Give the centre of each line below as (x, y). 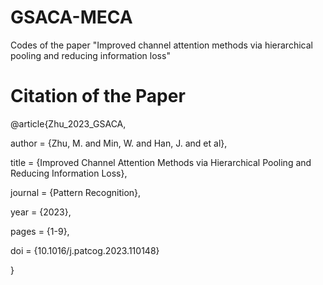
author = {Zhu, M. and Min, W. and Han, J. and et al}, (119, 143)
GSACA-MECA (71, 17)
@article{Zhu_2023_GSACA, (68, 123)
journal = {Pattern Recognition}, (76, 192)
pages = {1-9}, (40, 231)
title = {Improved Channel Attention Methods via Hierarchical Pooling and (161, 162)
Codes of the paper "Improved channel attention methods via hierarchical (161, 45)
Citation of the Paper (98, 96)
